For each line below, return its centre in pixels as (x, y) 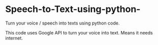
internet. (14, 38)
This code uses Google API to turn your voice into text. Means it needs (79, 32)
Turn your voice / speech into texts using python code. (62, 23)
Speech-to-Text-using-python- (73, 9)
